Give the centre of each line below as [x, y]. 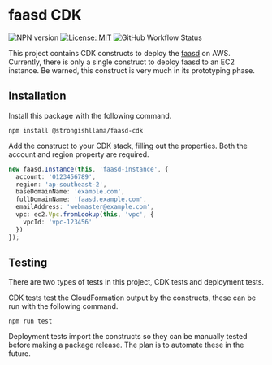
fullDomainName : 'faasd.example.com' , [82, 200]
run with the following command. [63, 306]
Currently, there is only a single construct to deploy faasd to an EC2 [122, 62]
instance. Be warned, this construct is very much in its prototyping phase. [132, 70]
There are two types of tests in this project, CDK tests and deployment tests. [136, 282]
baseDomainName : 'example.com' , [71, 192]
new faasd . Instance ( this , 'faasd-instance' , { [89, 169]
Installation [37, 96]
